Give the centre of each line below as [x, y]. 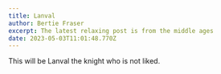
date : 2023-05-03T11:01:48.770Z [62, 38]
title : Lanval [32, 16]
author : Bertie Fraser [46, 23]
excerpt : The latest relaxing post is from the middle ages [111, 31]
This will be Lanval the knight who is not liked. [84, 61]
